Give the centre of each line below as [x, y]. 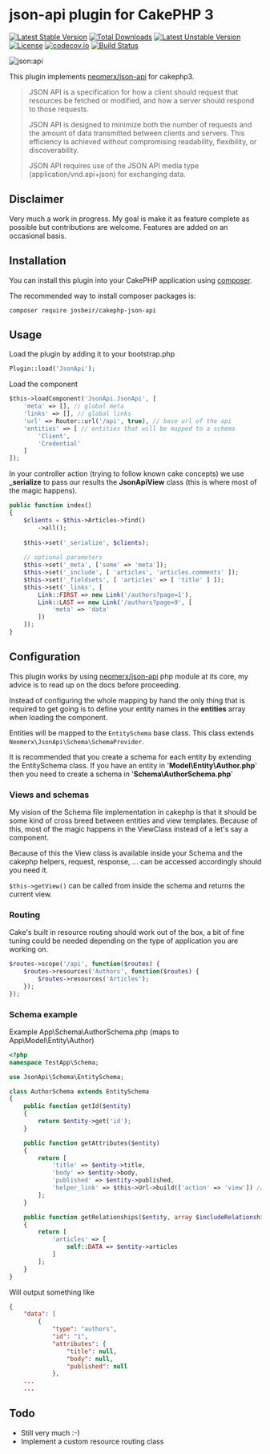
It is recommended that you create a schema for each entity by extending [130, 757]
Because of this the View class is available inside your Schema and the [126, 853]
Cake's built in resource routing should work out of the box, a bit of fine [127, 932]
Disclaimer [36, 199]
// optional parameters [63, 558]
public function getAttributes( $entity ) [92, 1143]
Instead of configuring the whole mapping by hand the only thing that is [127, 700]
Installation [38, 261]
